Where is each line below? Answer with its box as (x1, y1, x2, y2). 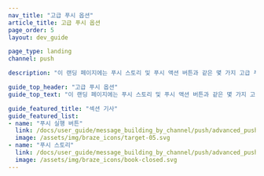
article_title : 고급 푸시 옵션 (8, 19, 101, 27)
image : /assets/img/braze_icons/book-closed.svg (15, 156, 178, 163)
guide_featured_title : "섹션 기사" (8, 104, 118, 112)
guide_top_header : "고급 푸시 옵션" (8, 83, 119, 91)
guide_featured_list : (8, 112, 79, 120)
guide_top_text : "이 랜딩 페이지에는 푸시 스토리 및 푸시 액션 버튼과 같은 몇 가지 (8, 90, 247, 98)
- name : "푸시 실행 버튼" (8, 119, 83, 127)
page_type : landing (8, 48, 72, 56)
